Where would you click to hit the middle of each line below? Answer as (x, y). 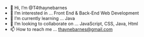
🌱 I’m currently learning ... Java (42, 18)
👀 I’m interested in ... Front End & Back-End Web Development (74, 13)
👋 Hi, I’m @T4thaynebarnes (38, 8)
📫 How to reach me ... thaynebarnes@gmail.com (61, 29)
